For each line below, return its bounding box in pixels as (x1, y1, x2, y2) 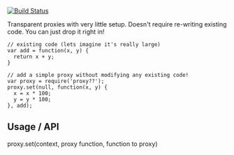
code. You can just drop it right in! (7, 28, 105, 36)
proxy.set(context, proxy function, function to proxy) (7, 140, 158, 148)
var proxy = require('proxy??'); (7, 77, 105, 84)
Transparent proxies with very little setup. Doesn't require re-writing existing (7, 20, 227, 28)
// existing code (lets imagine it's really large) (7, 41, 161, 48)
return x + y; (13, 53, 54, 60)
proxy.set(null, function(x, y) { (7, 84, 108, 91)
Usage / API (7, 121, 59, 133)
